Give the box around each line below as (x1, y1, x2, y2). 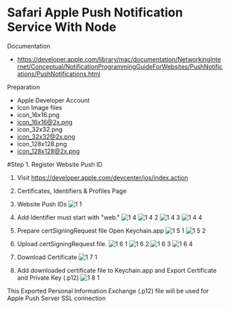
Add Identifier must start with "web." (16, 213, 120, 221)
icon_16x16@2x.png (16, 118, 73, 126)
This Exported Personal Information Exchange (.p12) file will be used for (7, 286, 209, 295)
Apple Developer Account (16, 96, 90, 104)
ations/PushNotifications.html (16, 70, 101, 78)
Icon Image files (16, 103, 63, 111)
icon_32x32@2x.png (16, 132, 75, 141)
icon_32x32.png (16, 125, 63, 133)
